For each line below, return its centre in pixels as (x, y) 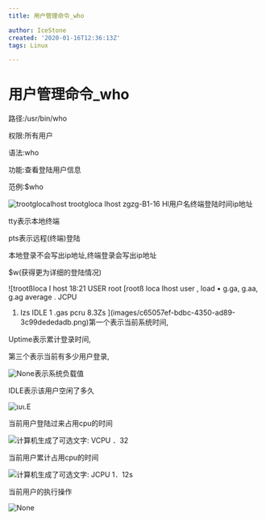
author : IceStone (37, 30)
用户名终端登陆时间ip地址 (211, 204)
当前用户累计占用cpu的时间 (54, 458)
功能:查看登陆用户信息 (45, 170)
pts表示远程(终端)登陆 (44, 238)
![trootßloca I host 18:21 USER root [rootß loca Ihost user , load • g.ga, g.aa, (133, 289)
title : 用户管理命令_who (46, 16)
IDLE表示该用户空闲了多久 (52, 390)
